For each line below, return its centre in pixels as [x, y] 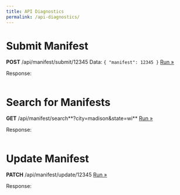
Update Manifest [47, 158]
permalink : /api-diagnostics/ [43, 17]
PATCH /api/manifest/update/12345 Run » [57, 175]
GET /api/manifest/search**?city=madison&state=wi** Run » [80, 118]
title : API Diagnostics [35, 11]
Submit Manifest [47, 46]
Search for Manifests [58, 102]
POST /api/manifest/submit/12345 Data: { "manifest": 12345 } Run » [90, 62]
